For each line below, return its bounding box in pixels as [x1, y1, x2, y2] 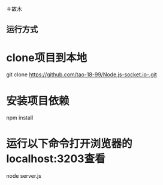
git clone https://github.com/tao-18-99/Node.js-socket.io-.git [6, 71, 157, 78]
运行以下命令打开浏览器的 [6, 137, 133, 151]
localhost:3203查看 [6, 152, 105, 166]
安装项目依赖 [6, 94, 70, 108]
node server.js [6, 172, 42, 180]
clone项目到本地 [6, 50, 87, 64]
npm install [6, 114, 34, 121]
